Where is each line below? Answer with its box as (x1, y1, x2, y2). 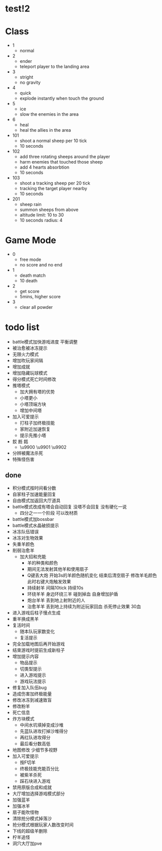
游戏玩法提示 (19, 678, 46, 684)
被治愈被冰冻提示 (12, 345, 48, 351)
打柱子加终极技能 (19, 420, 55, 425)
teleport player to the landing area (19, 63, 89, 70)
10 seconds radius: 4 (19, 217, 63, 223)
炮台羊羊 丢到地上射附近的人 (27, 597, 85, 603)
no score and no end (19, 262, 63, 268)
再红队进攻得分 (19, 734, 51, 740)
